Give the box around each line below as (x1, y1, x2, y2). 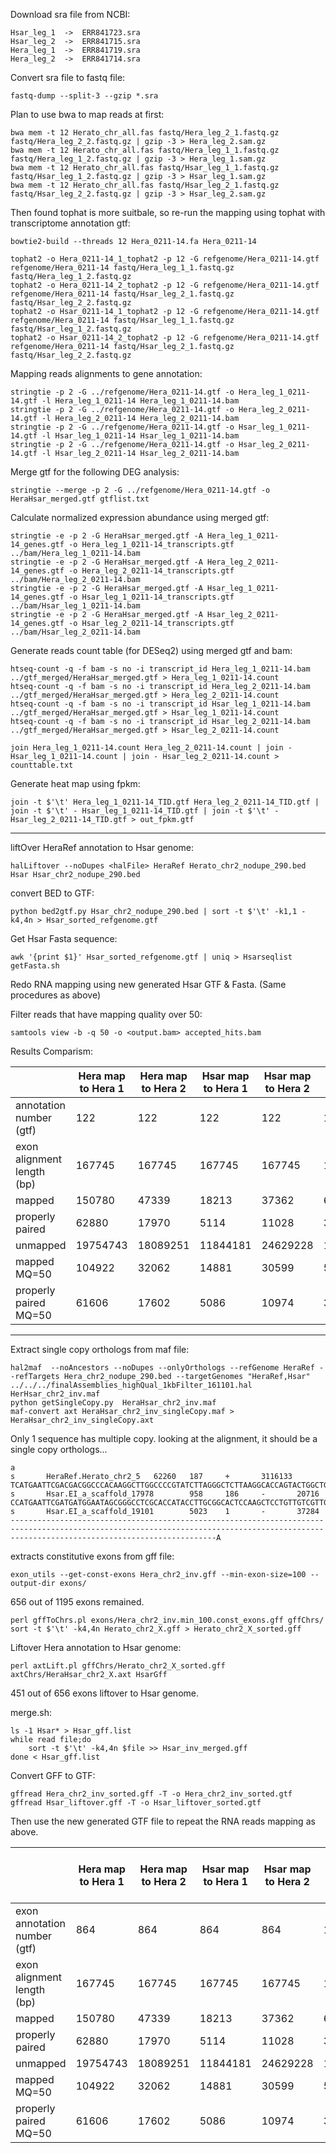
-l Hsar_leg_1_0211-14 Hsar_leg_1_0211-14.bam (41, 431, 240, 441)
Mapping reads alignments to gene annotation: (10, 368, 203, 379)
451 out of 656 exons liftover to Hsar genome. (10, 1687, 199, 1699)
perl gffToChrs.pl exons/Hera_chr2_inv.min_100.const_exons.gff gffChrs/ (10, 1615, 325, 1625)
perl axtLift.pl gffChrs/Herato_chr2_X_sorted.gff (10, 1661, 226, 1671)
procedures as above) (10, 989, 101, 1001)
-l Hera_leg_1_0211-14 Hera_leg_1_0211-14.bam (41, 396, 240, 406)
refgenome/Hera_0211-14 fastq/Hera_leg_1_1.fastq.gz (10, 263, 235, 273)
